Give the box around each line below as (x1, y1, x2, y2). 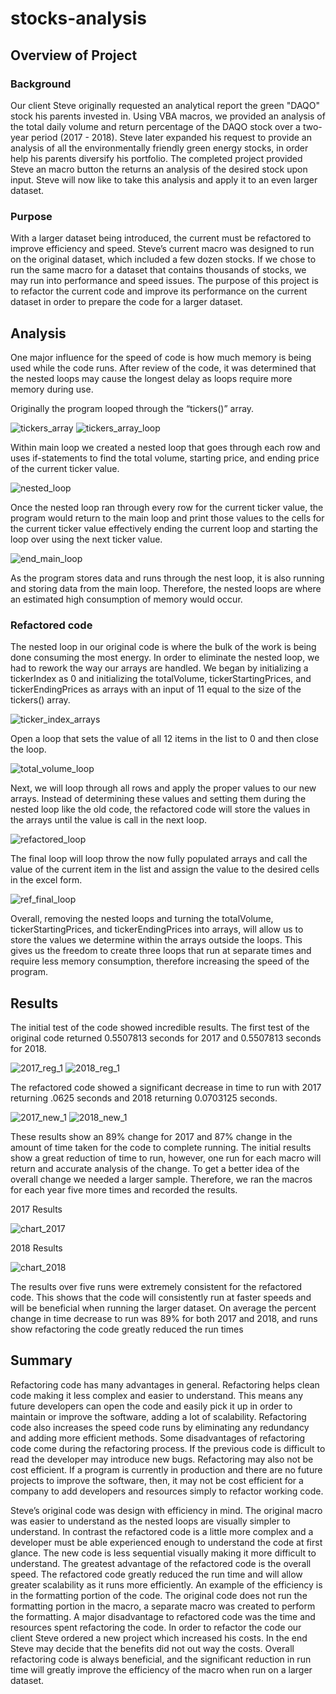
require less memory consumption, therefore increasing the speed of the (10, 955, 310, 967)
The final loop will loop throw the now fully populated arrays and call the (10, 853, 308, 865)
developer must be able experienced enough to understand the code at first (10, 1536, 323, 1548)
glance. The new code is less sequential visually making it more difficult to (10, 1547, 317, 1559)
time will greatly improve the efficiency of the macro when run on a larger (10, 1663, 313, 1676)
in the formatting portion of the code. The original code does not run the (10, 1589, 308, 1601)
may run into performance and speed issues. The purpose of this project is (10, 275, 319, 287)
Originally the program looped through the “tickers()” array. (10, 402, 255, 414)
